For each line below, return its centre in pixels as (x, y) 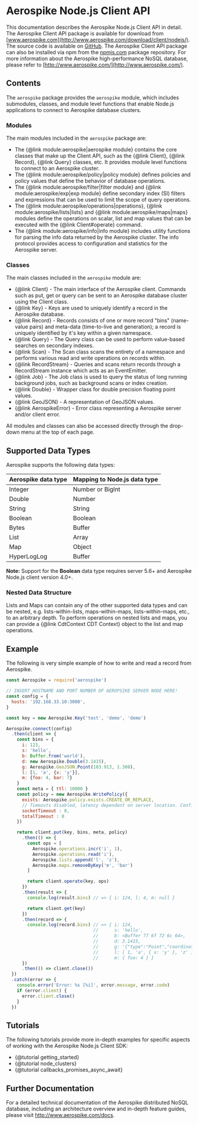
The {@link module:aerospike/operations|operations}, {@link (88, 206)
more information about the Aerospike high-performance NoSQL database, (97, 58)
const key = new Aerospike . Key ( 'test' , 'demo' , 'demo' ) (76, 718)
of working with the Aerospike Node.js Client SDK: (67, 1046)
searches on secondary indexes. (54, 345)
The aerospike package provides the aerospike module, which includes (93, 97)
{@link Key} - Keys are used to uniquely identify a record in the (91, 308)
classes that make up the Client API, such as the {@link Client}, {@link (100, 156)
